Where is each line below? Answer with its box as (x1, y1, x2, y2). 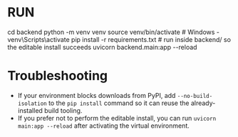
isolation (17, 100, 48, 107)
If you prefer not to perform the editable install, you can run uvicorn (17, 114, 217, 122)
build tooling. (43, 106, 83, 114)
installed (17, 106, 43, 114)
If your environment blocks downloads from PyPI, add (17, 91, 176, 99)
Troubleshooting (7, 68, 108, 84)
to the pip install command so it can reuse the (48, 99, 190, 107)
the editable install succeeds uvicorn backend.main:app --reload (7, 43, 197, 51)
